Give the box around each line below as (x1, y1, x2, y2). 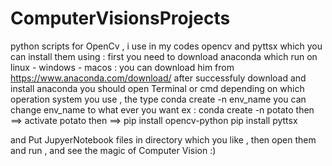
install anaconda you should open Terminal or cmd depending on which (10, 82, 305, 94)
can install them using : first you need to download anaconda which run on (10, 50, 318, 62)
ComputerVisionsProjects (10, 7, 231, 30)
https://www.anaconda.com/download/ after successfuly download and (10, 72, 307, 84)
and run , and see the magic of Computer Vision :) (10, 144, 217, 156)
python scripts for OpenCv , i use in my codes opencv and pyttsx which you (10, 40, 323, 52)
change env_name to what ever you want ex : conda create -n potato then (10, 103, 315, 116)
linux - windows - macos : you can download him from (10, 61, 235, 73)
